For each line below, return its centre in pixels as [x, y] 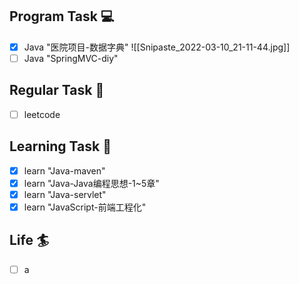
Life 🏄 [29, 240]
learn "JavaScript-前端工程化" [85, 207]
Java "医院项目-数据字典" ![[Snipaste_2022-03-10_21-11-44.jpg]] [157, 47]
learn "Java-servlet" [65, 194]
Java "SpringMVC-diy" [71, 58]
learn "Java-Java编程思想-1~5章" [91, 183]
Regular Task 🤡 [57, 90]
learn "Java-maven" [64, 170]
